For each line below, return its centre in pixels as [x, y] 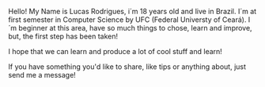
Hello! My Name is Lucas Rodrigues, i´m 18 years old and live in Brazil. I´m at [132, 11]
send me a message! [42, 75]
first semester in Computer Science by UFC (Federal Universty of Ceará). [127, 20]
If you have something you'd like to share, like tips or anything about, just [127, 67]
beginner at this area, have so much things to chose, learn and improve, [135, 28]
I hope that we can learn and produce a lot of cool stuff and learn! [115, 51]
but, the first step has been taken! [63, 36]
